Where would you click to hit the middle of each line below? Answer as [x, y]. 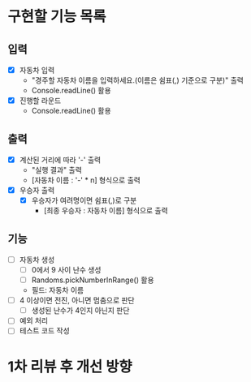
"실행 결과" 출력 [56, 170]
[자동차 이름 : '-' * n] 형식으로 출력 [86, 180]
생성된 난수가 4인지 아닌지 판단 [80, 311]
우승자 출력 [37, 190]
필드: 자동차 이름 [58, 290]
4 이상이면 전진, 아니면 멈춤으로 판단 [77, 300]
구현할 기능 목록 [57, 17]
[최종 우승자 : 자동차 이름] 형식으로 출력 [106, 211]
